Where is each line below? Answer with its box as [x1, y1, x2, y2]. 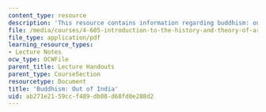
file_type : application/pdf [8, 33, 101, 42]
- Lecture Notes [8, 48, 62, 56]
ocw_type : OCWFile [8, 56, 69, 64]
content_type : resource [8, 11, 87, 20]
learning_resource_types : [8, 41, 93, 49]
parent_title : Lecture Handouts [8, 63, 115, 71]
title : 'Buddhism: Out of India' [8, 84, 119, 93]
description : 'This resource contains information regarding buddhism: [8, 19, 249, 27]
